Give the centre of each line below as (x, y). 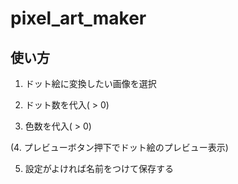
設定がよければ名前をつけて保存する (99, 168)
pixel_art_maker (78, 18)
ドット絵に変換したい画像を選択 (90, 83)
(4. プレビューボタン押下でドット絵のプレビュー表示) (119, 147)
